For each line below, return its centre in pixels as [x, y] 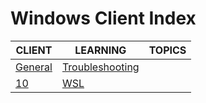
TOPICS [167, 50]
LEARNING [100, 50]
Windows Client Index [103, 18]
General [34, 67]
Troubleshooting [100, 67]
